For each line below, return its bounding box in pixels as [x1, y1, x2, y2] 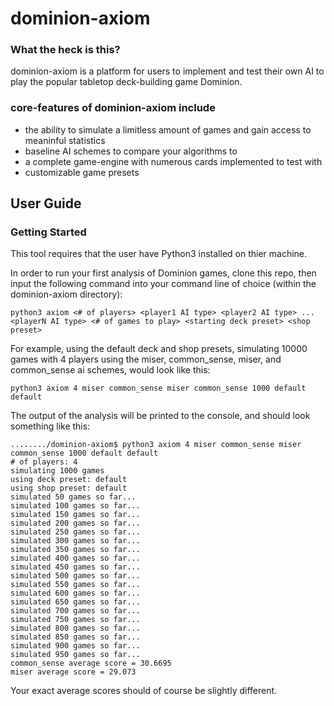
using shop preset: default [10, 483, 128, 494]
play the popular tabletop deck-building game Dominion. [10, 76, 243, 88]
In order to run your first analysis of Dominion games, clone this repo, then [10, 267, 317, 279]
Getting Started [10, 225, 87, 239]
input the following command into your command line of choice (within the [10, 278, 317, 290]
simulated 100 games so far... [10, 501, 141, 511]
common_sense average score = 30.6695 [10, 658, 172, 669]
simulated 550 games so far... [10, 580, 141, 590]
